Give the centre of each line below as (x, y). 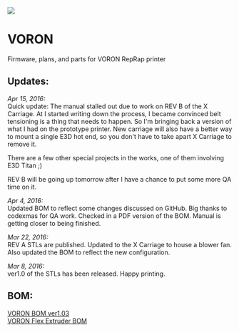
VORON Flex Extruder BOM (47, 321)
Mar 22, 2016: (28, 237)
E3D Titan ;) (25, 165)
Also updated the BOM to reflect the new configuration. (89, 252)
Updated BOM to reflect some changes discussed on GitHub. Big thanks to (117, 208)
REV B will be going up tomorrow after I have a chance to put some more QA (119, 179)
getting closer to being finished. (54, 223)
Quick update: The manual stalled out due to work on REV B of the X (108, 106)
